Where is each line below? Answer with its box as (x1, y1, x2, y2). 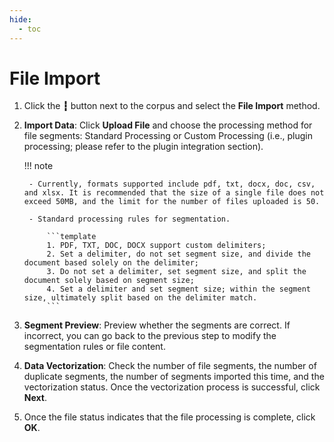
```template (46, 232, 97, 242)
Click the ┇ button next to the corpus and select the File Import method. (23, 100, 321, 112)
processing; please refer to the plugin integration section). (23, 141, 264, 153)
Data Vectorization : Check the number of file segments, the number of (23, 360, 317, 372)
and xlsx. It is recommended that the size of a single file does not (23, 188, 325, 198)
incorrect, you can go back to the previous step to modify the (23, 330, 277, 342)
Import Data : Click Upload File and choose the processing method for (23, 119, 313, 131)
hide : (9, 14, 32, 25)
